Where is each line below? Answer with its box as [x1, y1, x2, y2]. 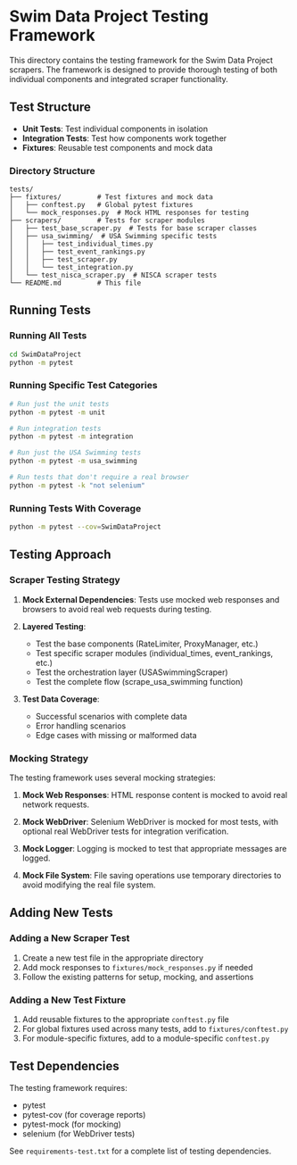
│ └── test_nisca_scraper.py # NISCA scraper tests [9, 270, 218, 280]
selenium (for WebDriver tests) [21, 1128, 136, 1139]
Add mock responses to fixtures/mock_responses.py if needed [21, 961, 253, 972]
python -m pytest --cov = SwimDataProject [9, 522, 162, 532]
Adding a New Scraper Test [9, 932, 130, 944]
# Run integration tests [9, 424, 102, 433]
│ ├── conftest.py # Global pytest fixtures [9, 201, 194, 210]
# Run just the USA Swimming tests [9, 448, 142, 457]
